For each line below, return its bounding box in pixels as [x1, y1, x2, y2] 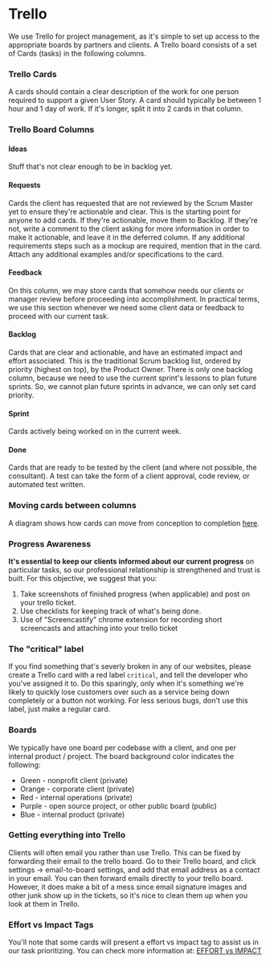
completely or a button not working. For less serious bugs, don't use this [8, 696, 248, 706]
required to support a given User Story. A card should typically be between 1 [8, 96, 261, 105]
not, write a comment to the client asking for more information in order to [8, 223, 250, 233]
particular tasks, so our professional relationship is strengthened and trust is [8, 564, 261, 575]
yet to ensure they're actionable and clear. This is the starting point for [8, 207, 241, 216]
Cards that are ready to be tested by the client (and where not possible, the [8, 463, 257, 473]
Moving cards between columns [8, 500, 137, 511]
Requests [8, 180, 41, 190]
